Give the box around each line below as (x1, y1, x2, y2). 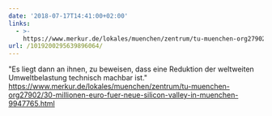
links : (8, 19, 31, 28)
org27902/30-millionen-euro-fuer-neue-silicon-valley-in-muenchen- (8, 90, 239, 100)
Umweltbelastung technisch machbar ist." (8, 73, 148, 83)
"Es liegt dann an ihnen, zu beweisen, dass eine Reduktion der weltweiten (8, 64, 255, 74)
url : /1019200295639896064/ (8, 42, 104, 50)
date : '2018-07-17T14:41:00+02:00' (8, 11, 129, 20)
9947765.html (8, 99, 55, 109)
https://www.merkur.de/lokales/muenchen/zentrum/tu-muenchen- (8, 82, 231, 92)
